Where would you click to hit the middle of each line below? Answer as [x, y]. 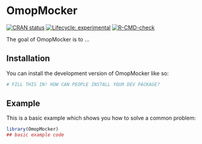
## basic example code [35, 135]
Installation [28, 59]
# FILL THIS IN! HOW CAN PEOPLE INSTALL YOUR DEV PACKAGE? [83, 84]
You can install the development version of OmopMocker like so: [88, 73]
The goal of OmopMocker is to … [48, 39]
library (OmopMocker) [33, 129]
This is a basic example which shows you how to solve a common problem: [101, 118]
